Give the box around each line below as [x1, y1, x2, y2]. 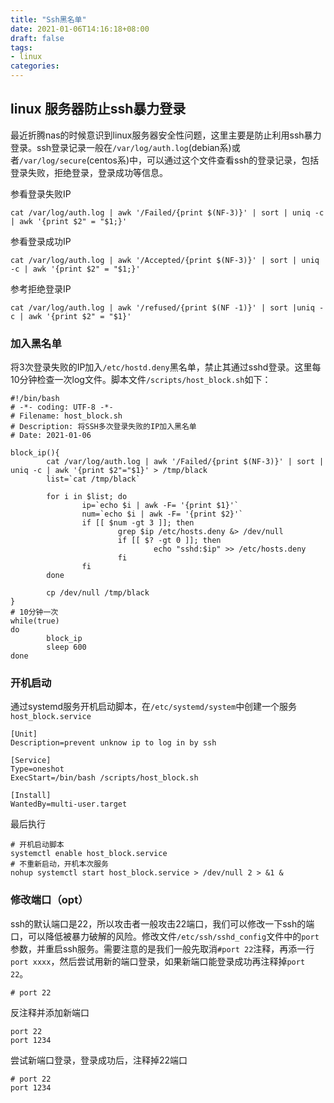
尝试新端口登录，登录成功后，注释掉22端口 [10, 1054, 188, 1066]
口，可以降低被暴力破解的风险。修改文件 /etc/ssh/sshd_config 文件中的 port [10, 930, 320, 942]
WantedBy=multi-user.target [10, 799, 128, 810]
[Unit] [10, 729, 38, 740]
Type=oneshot [10, 764, 65, 775]
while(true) [10, 616, 60, 626]
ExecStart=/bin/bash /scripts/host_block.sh [10, 773, 199, 783]
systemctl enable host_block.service [10, 849, 168, 859]
